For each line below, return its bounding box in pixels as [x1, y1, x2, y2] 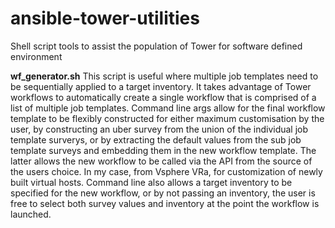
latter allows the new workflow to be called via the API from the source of [10, 155, 313, 167]
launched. [10, 208, 52, 220]
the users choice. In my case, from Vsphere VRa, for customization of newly [10, 165, 323, 177]
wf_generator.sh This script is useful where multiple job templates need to [10, 70, 319, 82]
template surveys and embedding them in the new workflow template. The [10, 144, 317, 156]
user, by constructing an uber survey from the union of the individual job [10, 123, 309, 135]
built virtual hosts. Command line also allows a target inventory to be [10, 176, 293, 188]
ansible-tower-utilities [10, 7, 200, 30]
